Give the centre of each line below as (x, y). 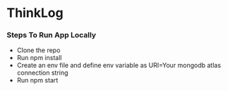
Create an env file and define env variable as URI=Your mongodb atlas (119, 66)
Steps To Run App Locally (52, 35)
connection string (42, 73)
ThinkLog (35, 13)
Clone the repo (38, 50)
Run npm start (37, 80)
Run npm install (39, 58)
